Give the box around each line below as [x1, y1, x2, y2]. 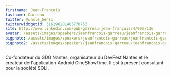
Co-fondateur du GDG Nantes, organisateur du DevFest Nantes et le [5, 54, 148, 60]
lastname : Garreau [5, 12, 44, 17]
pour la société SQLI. [5, 65, 49, 71]
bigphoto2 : [5, 41, 28, 46]
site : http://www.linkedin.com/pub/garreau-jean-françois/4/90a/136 [5, 26, 154, 31]
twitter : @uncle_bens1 [5, 17, 53, 22]
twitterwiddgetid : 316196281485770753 [5, 21, 88, 27]
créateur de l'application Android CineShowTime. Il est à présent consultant [5, 59, 164, 66]
